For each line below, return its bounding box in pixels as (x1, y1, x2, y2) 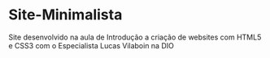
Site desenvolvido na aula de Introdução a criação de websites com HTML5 (8, 32, 262, 42)
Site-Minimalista (8, 6, 123, 24)
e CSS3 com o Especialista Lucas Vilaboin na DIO (8, 40, 175, 50)
